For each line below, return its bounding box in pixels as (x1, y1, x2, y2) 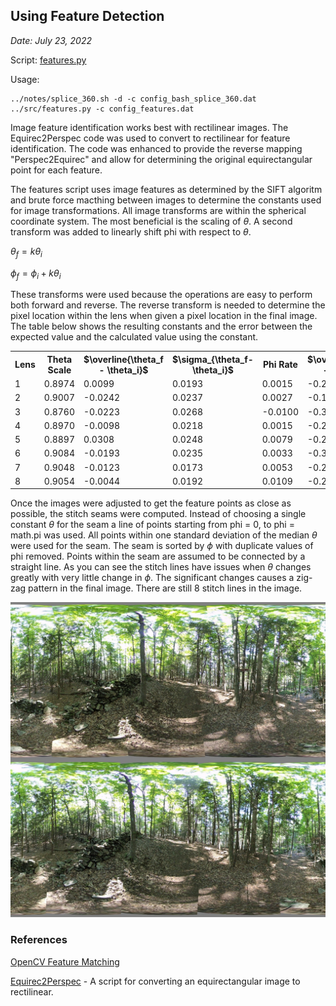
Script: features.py (10, 54, 87, 66)
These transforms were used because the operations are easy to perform (10, 289, 313, 301)
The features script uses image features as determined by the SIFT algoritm (10, 183, 323, 195)
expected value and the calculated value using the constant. (10, 331, 259, 343)
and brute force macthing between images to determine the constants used (10, 194, 322, 206)
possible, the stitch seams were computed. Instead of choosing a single (10, 508, 307, 520)
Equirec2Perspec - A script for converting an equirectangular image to (10, 975, 301, 987)
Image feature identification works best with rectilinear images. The (10, 121, 289, 133)
